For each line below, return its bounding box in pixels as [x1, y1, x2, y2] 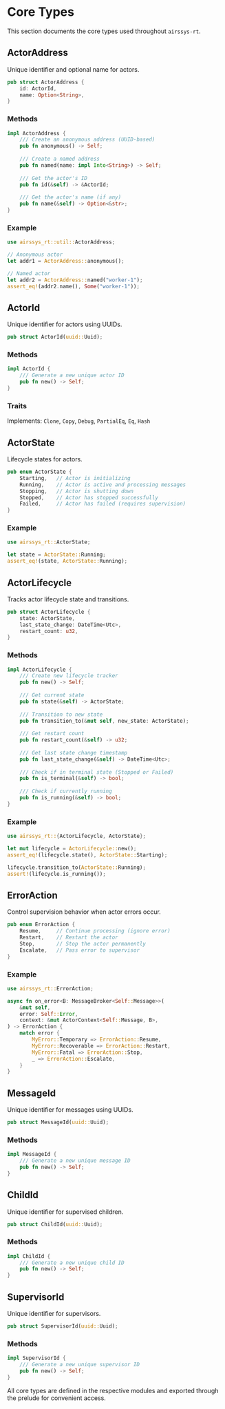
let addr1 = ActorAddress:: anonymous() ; [7, 257, 125, 264]
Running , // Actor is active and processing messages [19, 481, 186, 488]
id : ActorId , [19, 85, 57, 92]
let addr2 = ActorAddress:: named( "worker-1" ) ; [7, 277, 143, 283]
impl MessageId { [7, 1151, 57, 1158]
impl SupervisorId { [7, 1355, 67, 1362]
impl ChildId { [7, 1252, 51, 1259]
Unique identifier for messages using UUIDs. [7, 1106, 133, 1114]
